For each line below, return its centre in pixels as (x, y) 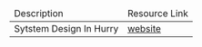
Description (39, 13)
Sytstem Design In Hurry (66, 28)
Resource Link (158, 13)
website (144, 28)
